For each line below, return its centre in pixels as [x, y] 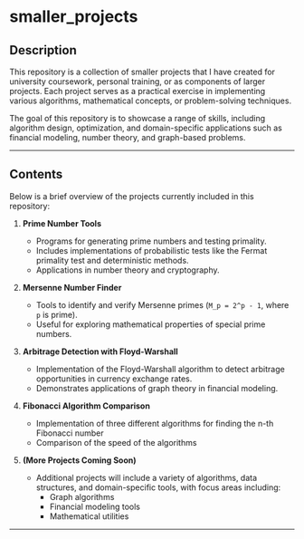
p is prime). [57, 314]
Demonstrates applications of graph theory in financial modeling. [157, 388]
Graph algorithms [82, 496]
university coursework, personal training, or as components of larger [137, 82]
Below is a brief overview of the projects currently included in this [132, 196]
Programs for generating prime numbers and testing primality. [151, 241]
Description [43, 50]
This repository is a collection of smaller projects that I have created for [142, 72]
